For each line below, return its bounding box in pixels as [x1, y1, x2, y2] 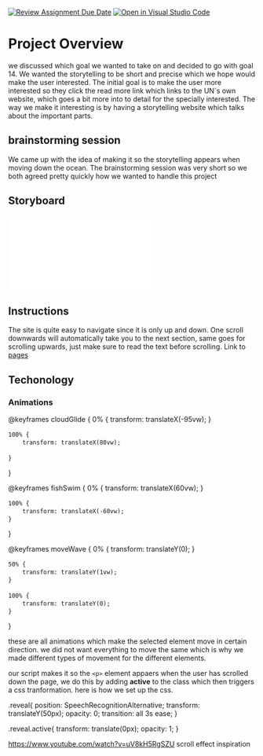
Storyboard [8, 194, 65, 207]
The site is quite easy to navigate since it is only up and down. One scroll [8, 325, 243, 335]
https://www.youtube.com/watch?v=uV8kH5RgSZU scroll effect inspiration [8, 739, 251, 749]
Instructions [8, 304, 69, 317]
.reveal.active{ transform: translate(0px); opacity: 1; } [8, 724, 179, 734]
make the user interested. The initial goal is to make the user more [8, 77, 222, 86]
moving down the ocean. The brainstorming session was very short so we [8, 163, 247, 172]
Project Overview [8, 35, 124, 53]
